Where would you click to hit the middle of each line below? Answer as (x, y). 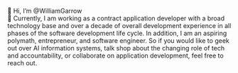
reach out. (22, 63)
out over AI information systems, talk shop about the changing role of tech (116, 48)
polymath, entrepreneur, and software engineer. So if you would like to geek (118, 41)
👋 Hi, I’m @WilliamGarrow (45, 11)
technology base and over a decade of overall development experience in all (119, 26)
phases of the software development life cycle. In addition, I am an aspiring (117, 33)
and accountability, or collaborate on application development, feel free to (115, 55)
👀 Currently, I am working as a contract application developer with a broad (116, 18)
